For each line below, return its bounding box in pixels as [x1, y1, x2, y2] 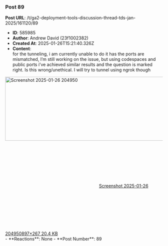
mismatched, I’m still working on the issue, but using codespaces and [12, 56, 156, 62]
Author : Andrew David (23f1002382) [12, 35, 88, 41]
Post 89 [5, 3, 24, 10]
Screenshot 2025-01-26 [99, 183, 148, 189]
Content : [12, 46, 31, 52]
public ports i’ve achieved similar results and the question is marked [12, 61, 152, 68]
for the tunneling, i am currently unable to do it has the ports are [12, 51, 144, 57]
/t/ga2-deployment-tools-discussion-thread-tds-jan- [26, 15, 136, 21]
